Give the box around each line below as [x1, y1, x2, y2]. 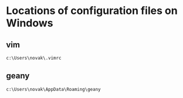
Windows [6, 16, 53, 30]
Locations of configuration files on [6, 4, 178, 17]
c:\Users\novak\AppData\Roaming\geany [6, 86, 101, 92]
